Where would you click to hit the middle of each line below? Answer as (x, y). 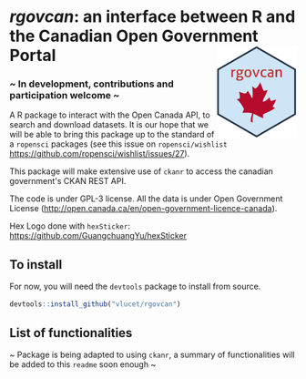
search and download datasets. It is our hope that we (109, 125)
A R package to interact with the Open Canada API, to (110, 115)
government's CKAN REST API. (68, 181)
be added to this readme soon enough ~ (83, 364)
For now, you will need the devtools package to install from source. (135, 287)
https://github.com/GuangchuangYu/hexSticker (98, 236)
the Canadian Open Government (134, 36)
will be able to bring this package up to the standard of (112, 135)
